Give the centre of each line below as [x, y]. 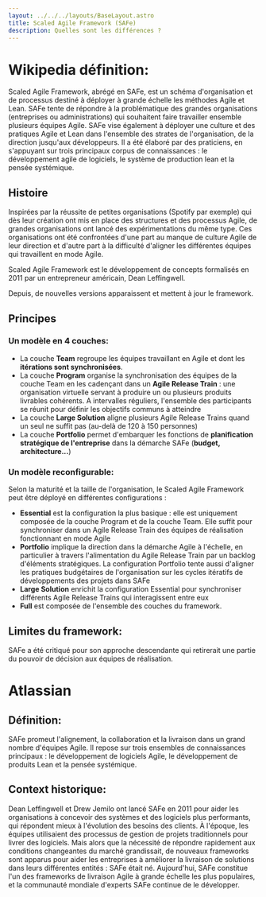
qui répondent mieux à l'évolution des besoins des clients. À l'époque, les [128, 825]
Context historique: [58, 789]
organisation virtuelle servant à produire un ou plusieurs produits [125, 392]
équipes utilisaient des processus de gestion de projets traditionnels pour [128, 834]
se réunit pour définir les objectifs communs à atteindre [110, 409]
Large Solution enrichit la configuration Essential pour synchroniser [131, 589]
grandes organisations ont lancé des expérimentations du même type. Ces [130, 229]
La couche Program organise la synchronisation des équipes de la [128, 375]
